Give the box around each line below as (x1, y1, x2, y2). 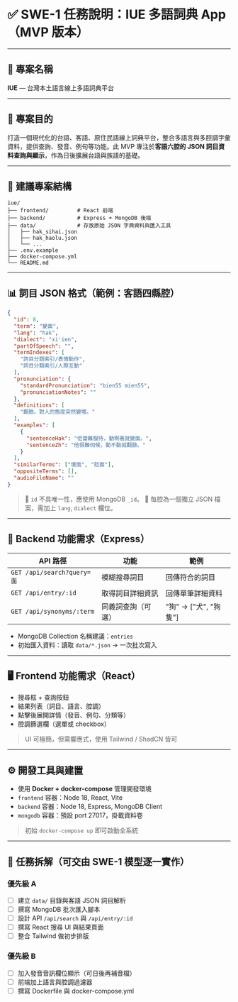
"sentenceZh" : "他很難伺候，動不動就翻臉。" (25, 441, 147, 448)
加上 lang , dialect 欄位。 (43, 503, 117, 512)
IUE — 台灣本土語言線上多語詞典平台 (7, 83, 115, 92)
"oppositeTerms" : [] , (13, 468, 78, 475)
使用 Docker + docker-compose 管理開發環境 (17, 785, 152, 793)
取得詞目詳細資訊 (101, 588, 159, 598)
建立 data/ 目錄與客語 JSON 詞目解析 (17, 896, 126, 905)
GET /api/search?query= (11, 568, 91, 576)
